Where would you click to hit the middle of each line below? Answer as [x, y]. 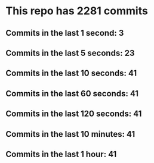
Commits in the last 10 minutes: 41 [70, 134]
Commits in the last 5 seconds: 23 [70, 53]
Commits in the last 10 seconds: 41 [71, 73]
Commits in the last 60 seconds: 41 [72, 93]
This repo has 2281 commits [77, 11]
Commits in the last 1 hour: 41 [61, 154]
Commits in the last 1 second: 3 [65, 33]
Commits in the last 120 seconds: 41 [74, 114]
